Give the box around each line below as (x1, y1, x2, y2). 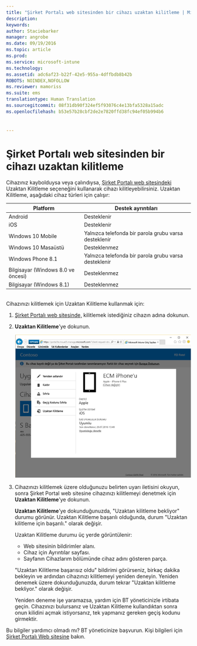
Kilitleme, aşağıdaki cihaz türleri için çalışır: (6, 192, 110, 199)
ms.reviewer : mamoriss (6, 84, 62, 90)
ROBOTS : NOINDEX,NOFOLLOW (6, 78, 69, 83)
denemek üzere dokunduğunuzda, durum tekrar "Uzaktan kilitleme (14, 579, 176, 586)
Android (8, 213, 28, 220)
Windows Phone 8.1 (8, 255, 57, 262)
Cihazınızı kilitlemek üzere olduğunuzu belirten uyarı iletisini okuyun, (14, 484, 180, 491)
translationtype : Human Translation (6, 96, 96, 102)
